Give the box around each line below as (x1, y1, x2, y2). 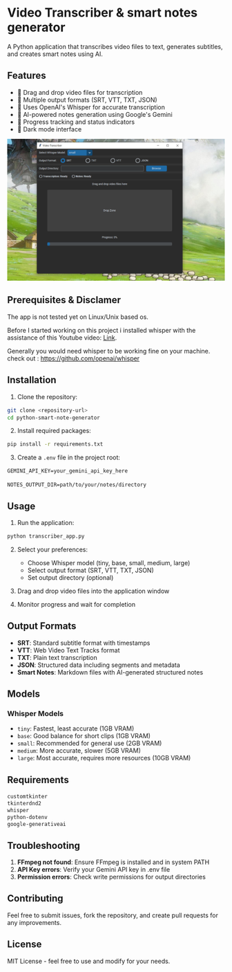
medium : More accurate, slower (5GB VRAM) (17, 746, 142, 755)
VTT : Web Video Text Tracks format (17, 645, 120, 654)
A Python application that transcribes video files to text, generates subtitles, (7, 42, 223, 51)
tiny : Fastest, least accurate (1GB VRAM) (17, 724, 135, 733)
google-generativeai (7, 821, 67, 828)
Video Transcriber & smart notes (7, 5, 198, 21)
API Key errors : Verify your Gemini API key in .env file (17, 865, 171, 874)
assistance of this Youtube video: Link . (7, 333, 117, 342)
